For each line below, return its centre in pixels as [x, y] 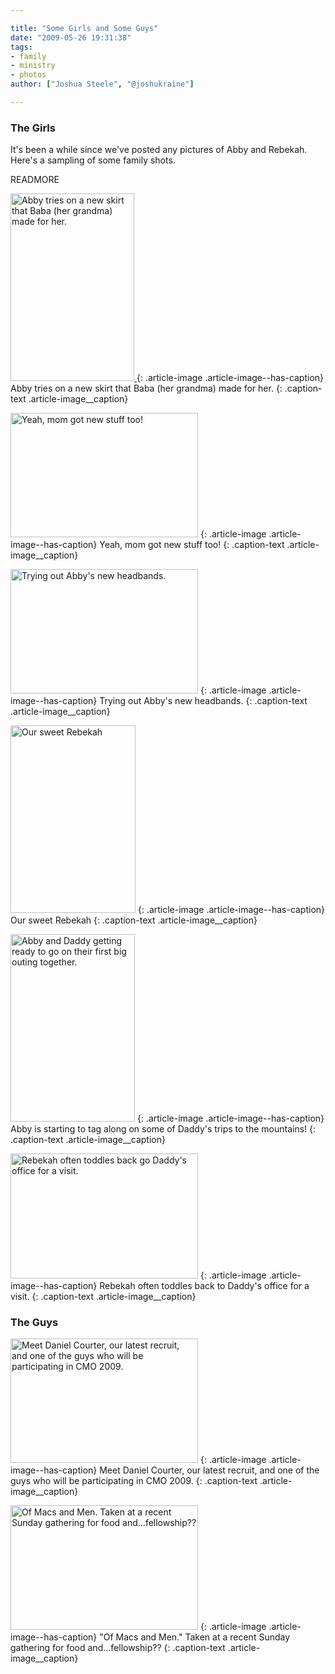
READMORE [35, 180]
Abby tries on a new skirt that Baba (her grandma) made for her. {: [146, 388]
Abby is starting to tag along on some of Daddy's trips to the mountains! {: [163, 1129]
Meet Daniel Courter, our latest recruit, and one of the [209, 1470]
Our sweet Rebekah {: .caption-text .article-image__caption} [134, 920]
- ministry [33, 66]
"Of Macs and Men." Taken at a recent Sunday [195, 1637]
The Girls [33, 128]
